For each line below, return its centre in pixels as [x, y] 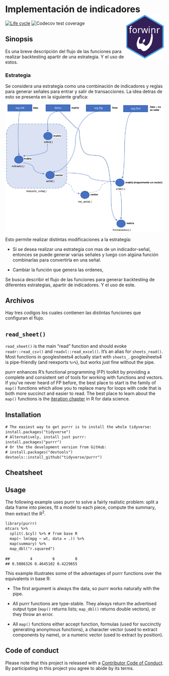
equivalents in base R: [28, 579]
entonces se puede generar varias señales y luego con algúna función [85, 254]
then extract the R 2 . [26, 513]
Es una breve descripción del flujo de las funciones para [63, 51]
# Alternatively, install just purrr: [46, 437]
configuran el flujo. [25, 318]
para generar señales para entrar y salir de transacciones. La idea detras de [84, 91]
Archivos [20, 301]
